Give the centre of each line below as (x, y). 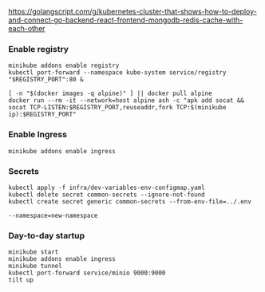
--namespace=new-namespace (53, 215)
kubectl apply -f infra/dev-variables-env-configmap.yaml (107, 187)
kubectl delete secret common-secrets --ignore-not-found (107, 195)
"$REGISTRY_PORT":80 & (46, 80)
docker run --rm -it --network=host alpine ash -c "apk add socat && (127, 101)
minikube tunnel (35, 266)
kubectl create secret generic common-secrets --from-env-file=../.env (130, 201)
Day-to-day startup (47, 235)
